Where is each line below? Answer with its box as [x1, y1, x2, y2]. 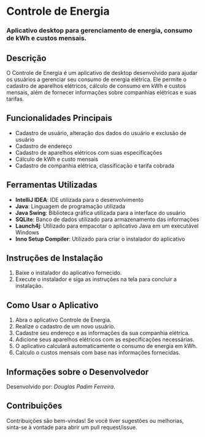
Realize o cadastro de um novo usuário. [15, 323, 115, 330]
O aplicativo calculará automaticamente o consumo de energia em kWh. [15, 342, 198, 350]
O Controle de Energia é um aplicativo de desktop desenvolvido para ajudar [6, 69, 198, 76]
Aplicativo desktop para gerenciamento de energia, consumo [6, 26, 193, 35]
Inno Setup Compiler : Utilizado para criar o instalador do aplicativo [15, 235, 185, 242]
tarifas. [6, 95, 25, 102]
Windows [15, 228, 39, 236]
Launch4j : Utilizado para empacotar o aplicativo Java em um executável [15, 222, 199, 230]
